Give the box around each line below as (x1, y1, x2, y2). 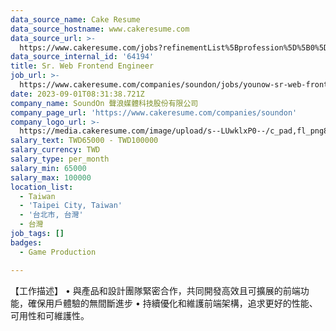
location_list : (10, 182, 74, 192)
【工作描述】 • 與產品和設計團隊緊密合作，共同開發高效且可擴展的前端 (10, 284, 301, 296)
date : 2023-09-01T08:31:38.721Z (10, 89, 145, 99)
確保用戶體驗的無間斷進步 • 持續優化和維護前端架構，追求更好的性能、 (27, 297, 318, 309)
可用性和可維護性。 (10, 309, 90, 321)
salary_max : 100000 (10, 172, 92, 183)
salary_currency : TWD (10, 145, 101, 155)
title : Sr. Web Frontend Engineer (10, 61, 155, 71)
